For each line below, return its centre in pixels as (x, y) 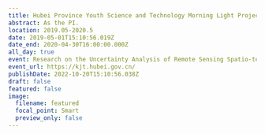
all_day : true (32, 52)
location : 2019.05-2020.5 (50, 30)
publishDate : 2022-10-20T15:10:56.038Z (74, 74)
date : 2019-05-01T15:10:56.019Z (61, 37)
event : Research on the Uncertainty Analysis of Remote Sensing (116, 60)
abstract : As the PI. (44, 23)
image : (19, 96)
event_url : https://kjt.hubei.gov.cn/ (72, 67)
